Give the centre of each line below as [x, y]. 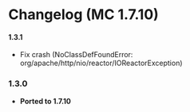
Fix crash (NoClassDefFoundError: [76, 55]
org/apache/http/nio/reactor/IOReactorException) [101, 63]
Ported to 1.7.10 [46, 101]
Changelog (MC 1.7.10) [84, 15]
